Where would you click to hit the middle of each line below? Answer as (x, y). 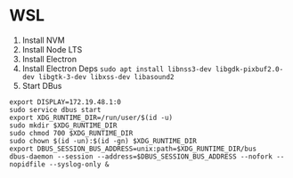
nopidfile (28, 164)
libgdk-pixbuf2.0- (249, 69)
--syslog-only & (79, 164)
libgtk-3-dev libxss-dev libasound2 (106, 77)
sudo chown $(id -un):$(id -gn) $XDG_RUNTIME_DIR (103, 141)
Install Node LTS (52, 49)
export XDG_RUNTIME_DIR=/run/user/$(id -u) (91, 117)
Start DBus (42, 85)
